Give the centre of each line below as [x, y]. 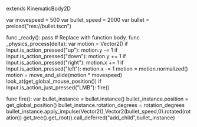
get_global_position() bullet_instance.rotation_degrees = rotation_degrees [95, 105]
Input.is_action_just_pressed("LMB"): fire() [58, 87]
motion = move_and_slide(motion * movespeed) [64, 75]
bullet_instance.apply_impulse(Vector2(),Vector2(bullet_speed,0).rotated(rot [98, 111]
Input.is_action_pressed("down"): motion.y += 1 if [66, 56]
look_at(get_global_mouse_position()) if [54, 81]
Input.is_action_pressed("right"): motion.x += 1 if [65, 62]
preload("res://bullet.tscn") [39, 26]
